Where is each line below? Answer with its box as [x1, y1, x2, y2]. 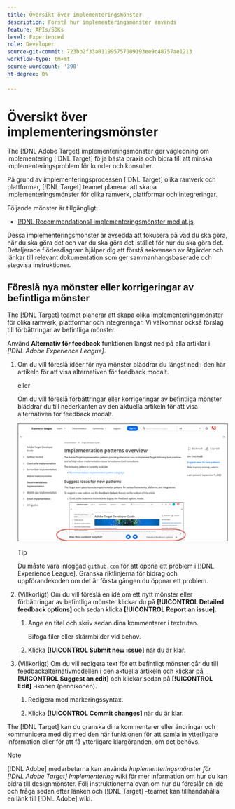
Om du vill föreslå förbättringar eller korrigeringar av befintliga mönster [17, 395, 222, 403]
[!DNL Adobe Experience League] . [7, 347, 106, 355]
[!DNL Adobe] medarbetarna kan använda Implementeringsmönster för [7, 765, 211, 773]
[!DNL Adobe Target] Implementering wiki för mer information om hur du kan [7, 772, 228, 781]
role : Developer [7, 41, 55, 48]
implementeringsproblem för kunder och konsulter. [7, 162, 154, 170]
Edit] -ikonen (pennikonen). [17, 682, 97, 691]
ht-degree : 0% [7, 70, 49, 77]
